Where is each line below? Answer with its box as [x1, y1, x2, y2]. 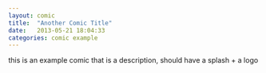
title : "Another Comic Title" [8, 19, 113, 27]
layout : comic [8, 11, 56, 20]
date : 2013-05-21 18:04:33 [8, 26, 105, 34]
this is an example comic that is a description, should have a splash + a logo [8, 56, 259, 65]
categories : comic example [8, 33, 98, 42]
